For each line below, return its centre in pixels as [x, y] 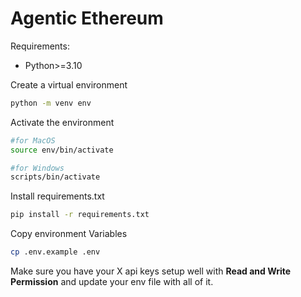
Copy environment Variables [69, 234]
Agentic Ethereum [87, 18]
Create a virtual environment [69, 84]
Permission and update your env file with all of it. [112, 282]
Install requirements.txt [57, 196]
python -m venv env [51, 103]
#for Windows [37, 168]
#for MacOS [33, 140]
